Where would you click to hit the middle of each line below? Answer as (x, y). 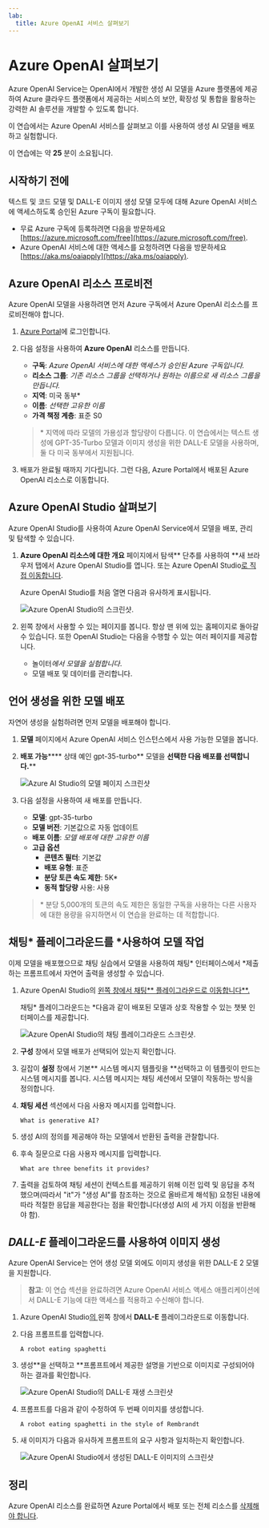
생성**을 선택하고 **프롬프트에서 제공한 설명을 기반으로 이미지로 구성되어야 (137, 1365)
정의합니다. (37, 1088)
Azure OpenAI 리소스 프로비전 (81, 283)
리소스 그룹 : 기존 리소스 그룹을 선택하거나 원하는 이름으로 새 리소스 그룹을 (146, 376)
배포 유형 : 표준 (66, 867)
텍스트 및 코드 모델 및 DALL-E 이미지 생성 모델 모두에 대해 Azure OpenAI (122, 202)
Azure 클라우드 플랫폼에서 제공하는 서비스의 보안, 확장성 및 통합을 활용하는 (139, 99)
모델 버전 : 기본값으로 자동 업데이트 (85, 827)
